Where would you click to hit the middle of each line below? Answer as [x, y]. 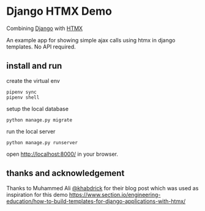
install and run [34, 66]
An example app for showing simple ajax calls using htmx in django [91, 40]
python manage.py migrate [39, 120]
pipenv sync [21, 92]
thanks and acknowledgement [65, 173]
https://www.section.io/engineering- [115, 194]
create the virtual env [33, 80]
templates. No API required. [41, 47]
